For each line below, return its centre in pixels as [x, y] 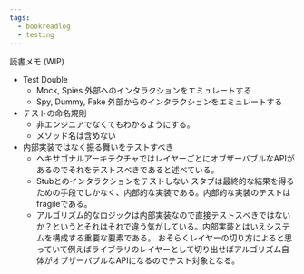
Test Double [45, 80]
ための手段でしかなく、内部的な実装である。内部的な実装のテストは [163, 192]
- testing [36, 34]
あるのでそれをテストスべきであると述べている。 [127, 170]
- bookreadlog [44, 26]
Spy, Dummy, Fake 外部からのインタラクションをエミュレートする [159, 102]
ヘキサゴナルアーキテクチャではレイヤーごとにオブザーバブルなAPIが [165, 159]
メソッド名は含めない [76, 136]
